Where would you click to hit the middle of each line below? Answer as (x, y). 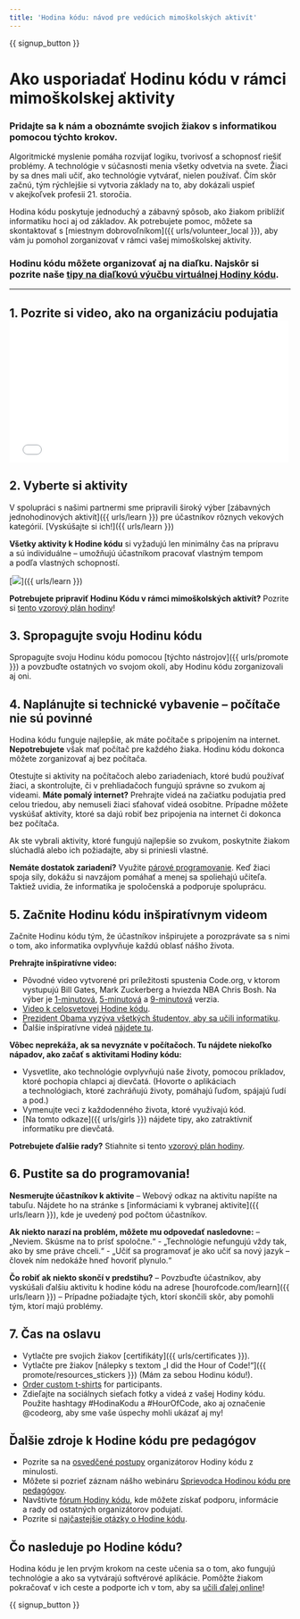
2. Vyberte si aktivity (68, 486)
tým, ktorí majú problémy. (56, 1306)
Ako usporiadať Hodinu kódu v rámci (148, 79)
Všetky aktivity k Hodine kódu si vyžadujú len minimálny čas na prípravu (144, 543)
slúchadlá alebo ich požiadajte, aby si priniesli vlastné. (109, 850)
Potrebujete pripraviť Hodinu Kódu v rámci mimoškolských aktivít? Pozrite (149, 598)
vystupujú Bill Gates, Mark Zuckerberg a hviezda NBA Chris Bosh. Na (149, 990)
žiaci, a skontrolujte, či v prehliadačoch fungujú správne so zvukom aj (137, 786)
